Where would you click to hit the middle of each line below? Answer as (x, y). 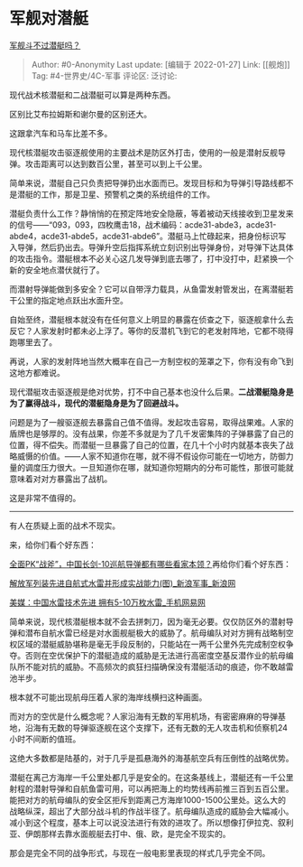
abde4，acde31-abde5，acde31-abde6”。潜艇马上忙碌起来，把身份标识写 (148, 236)
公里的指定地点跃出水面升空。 (72, 300)
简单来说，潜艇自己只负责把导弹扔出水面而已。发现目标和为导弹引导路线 (143, 182)
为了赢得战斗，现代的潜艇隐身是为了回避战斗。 (96, 403)
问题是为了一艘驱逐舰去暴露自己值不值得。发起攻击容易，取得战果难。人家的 (151, 422)
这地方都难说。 (37, 372)
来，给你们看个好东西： (53, 545)
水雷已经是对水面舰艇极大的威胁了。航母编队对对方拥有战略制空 (175, 632)
